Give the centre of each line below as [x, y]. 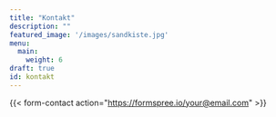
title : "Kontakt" [42, 18]
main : [28, 52]
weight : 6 [45, 60]
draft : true [32, 69]
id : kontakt [32, 77]
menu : [20, 43]
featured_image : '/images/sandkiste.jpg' [89, 34]
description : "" [40, 26]
